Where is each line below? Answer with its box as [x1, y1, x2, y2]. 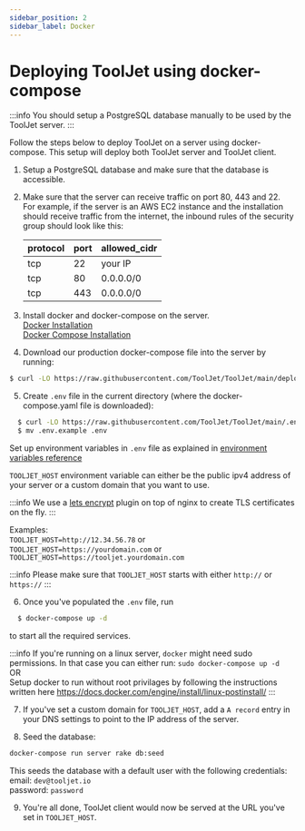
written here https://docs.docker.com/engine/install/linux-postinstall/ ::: [9, 686, 276, 697]
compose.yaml [22, 400, 79, 411]
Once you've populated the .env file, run [22, 596, 174, 608]
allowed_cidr [101, 242, 158, 255]
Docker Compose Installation [22, 329, 132, 340]
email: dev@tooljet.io [9, 775, 92, 786]
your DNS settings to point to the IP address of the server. [22, 713, 240, 724]
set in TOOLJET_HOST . [22, 811, 97, 822]
